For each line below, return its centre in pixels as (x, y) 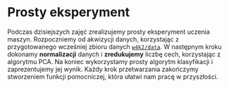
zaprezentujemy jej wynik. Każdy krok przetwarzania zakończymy (103, 69)
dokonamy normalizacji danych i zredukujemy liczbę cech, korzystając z (114, 54)
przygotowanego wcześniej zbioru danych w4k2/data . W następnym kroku (114, 46)
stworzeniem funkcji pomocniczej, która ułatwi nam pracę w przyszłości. (113, 76)
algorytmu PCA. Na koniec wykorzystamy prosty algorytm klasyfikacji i (110, 61)
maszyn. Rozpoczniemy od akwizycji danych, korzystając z (93, 39)
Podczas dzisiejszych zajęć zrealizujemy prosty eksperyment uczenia (109, 32)
